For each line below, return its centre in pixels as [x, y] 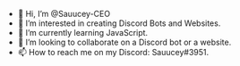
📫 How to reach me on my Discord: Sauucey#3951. [113, 52]
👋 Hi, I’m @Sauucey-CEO [64, 14]
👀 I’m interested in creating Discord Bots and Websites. [119, 23]
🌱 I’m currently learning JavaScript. [83, 33]
